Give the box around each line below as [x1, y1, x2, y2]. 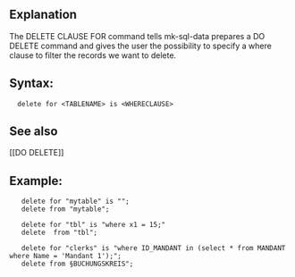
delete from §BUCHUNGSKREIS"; [21, 259, 134, 269]
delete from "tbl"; [21, 228, 98, 238]
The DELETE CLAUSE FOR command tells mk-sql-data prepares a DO [9, 30, 265, 41]
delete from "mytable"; [21, 205, 110, 214]
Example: [9, 173, 63, 189]
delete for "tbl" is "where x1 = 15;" [21, 221, 166, 230]
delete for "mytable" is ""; [21, 197, 130, 206]
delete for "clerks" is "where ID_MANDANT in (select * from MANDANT [21, 244, 286, 253]
